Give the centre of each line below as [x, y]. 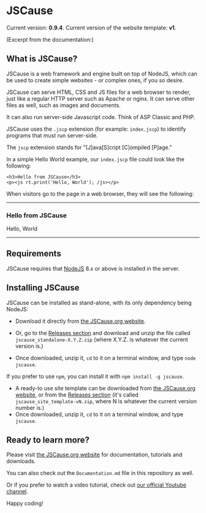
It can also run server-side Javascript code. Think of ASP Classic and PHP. [101, 117]
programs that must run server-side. [52, 135]
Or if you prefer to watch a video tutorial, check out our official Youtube [97, 485]
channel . [17, 492]
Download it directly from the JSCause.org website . [80, 321]
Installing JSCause [43, 288]
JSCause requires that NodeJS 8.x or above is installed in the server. [93, 268]
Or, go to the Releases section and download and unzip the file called [103, 333]
